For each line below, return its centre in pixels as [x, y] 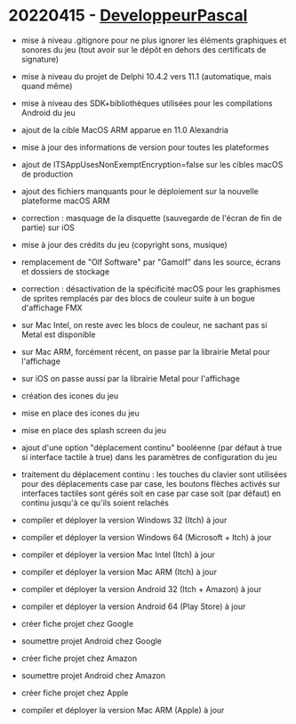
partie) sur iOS [48, 227]
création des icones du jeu [70, 395]
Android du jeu [48, 112]
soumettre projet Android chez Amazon [93, 675]
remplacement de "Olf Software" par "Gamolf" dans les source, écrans [151, 262]
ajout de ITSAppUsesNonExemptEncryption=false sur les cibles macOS [152, 164]
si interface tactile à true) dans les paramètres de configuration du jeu [149, 457]
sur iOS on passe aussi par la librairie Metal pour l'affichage [131, 378]
